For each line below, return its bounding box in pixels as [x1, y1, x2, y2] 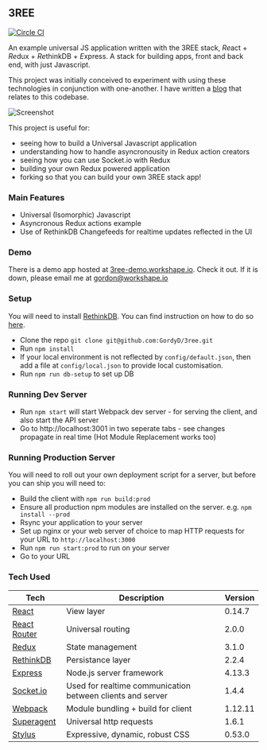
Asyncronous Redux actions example [19, 219, 141, 228]
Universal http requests [66, 716, 153, 727]
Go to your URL [19, 552, 71, 562]
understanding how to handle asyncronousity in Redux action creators [19, 146, 250, 156]
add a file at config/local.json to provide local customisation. [19, 360, 224, 370]
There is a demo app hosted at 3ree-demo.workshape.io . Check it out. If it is [8, 265, 258, 274]
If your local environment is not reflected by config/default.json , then [19, 352, 252, 361]
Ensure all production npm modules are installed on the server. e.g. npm [19, 503, 252, 512]
